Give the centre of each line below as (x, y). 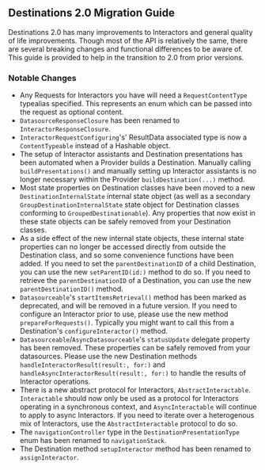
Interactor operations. (55, 382)
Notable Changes (42, 78)
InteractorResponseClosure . (65, 129)
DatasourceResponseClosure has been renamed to (100, 120)
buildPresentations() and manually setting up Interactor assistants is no (138, 171)
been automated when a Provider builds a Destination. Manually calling (135, 162)
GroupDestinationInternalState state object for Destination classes (129, 204)
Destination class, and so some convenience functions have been (127, 255)
